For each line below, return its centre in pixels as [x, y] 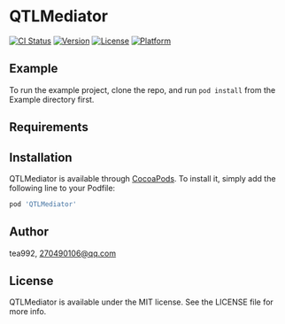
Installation [41, 157]
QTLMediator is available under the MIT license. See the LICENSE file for [142, 302]
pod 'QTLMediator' [43, 204]
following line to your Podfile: [62, 188]
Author [29, 232]
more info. [28, 312]
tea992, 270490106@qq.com [63, 253]
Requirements [49, 127]
